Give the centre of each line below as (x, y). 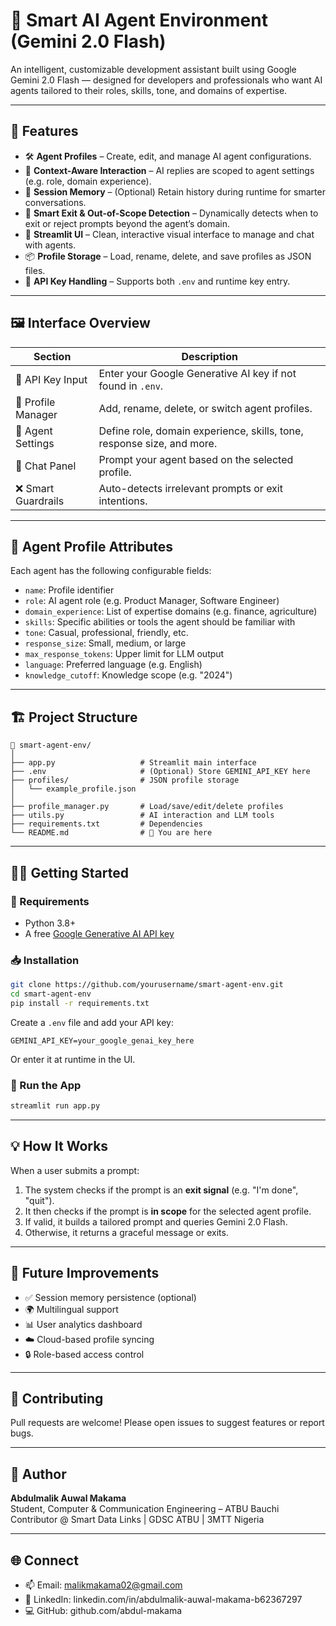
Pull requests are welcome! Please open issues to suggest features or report (167, 1423)
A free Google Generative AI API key (99, 933)
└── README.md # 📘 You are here (111, 833)
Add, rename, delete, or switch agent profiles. (205, 408)
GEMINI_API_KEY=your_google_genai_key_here (102, 1040)
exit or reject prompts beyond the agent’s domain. (127, 223)
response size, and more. (158, 443)
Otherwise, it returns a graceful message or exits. (126, 1232)
